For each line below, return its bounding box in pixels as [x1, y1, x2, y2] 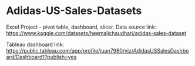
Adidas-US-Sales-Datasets [6, 4, 142, 18]
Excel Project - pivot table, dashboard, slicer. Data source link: [6, 23, 157, 30]
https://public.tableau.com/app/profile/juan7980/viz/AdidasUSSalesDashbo [6, 47, 189, 54]
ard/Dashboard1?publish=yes [6, 53, 77, 60]
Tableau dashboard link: [6, 41, 65, 48]
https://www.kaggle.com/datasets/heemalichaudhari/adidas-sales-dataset [6, 29, 187, 36]
